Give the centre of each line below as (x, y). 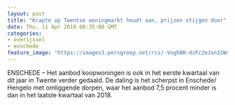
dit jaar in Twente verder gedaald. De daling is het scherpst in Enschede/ (112, 80)
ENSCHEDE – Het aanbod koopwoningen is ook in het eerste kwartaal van (114, 72)
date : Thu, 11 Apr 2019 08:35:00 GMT (62, 27)
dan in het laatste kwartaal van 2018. (60, 94)
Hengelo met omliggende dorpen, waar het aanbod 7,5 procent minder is (112, 87)
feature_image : (29, 53)
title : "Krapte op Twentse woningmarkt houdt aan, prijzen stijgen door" (117, 20)
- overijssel (26, 40)
